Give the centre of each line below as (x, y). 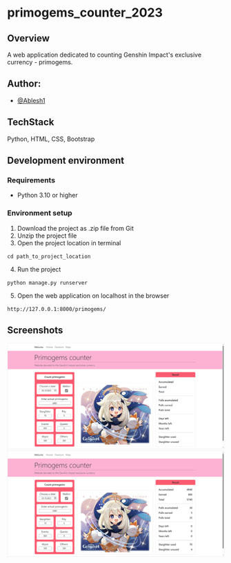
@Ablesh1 (31, 100)
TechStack (31, 122)
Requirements (31, 180)
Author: (24, 84)
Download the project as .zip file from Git (76, 228)
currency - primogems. (40, 62)
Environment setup (40, 213)
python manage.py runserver (48, 283)
